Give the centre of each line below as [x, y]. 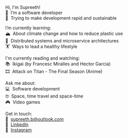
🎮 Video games [23, 102]
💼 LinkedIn [17, 124]
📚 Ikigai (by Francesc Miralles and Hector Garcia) [58, 64]
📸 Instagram [19, 130]
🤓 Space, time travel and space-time [44, 96]
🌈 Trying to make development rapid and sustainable [61, 18]
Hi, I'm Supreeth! [23, 7]
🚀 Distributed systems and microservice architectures [62, 41]
